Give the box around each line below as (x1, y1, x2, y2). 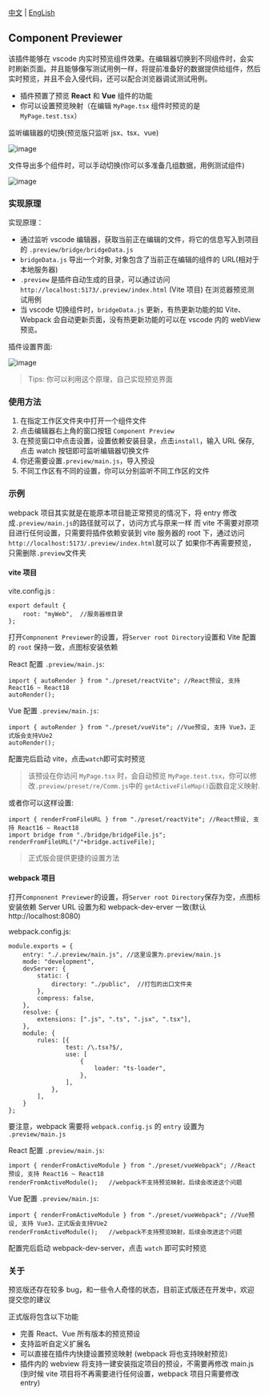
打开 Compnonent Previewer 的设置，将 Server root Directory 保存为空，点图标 (8, 893, 261, 902)
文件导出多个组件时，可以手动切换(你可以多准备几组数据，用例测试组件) (8, 160, 246, 170)
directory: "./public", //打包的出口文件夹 (50, 981, 193, 989)
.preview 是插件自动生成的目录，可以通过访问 (19, 275, 171, 284)
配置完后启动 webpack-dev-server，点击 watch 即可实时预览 (8, 1244, 207, 1253)
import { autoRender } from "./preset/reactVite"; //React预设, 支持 (8, 676, 240, 684)
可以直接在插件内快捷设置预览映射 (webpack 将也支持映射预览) (19, 1349, 228, 1359)
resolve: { (22, 1009, 59, 1017)
